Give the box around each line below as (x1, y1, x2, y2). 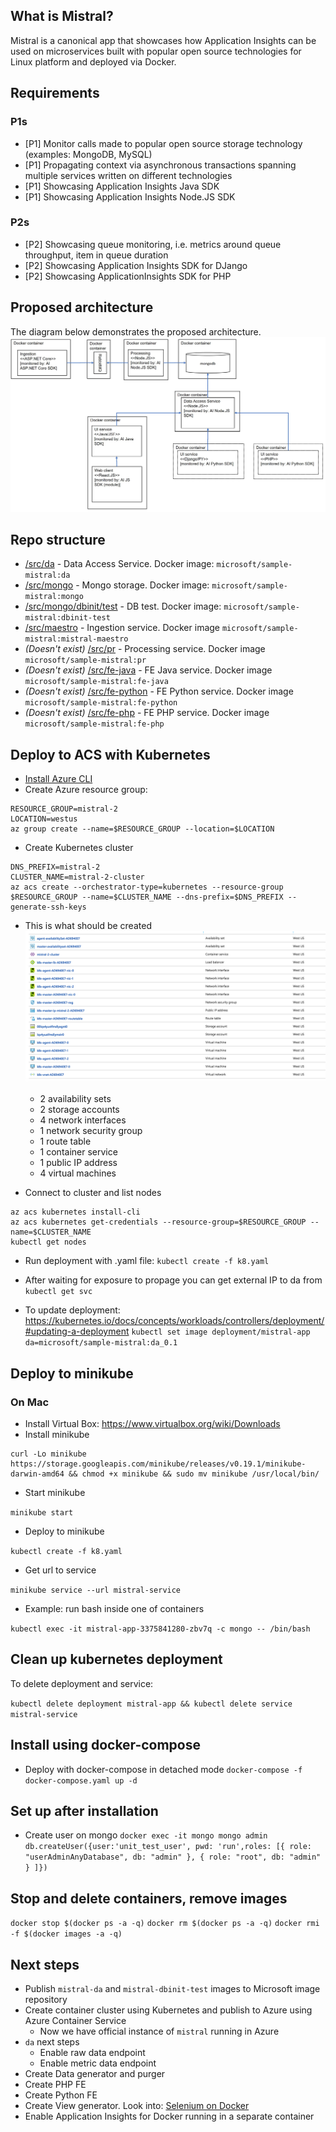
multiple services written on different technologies (24, 169, 233, 181)
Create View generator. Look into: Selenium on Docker (24, 2099, 250, 2111)
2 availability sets (39, 1093, 112, 1105)
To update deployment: (24, 1304, 121, 1316)
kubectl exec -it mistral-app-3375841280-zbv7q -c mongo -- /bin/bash (10, 1624, 311, 1634)
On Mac (10, 1395, 50, 1409)
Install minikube (24, 1428, 90, 1440)
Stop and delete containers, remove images (10, 1890, 288, 1907)
